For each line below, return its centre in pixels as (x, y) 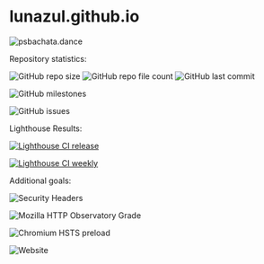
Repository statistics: (48, 58)
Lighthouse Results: (46, 128)
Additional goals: (40, 180)
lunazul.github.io (75, 17)
